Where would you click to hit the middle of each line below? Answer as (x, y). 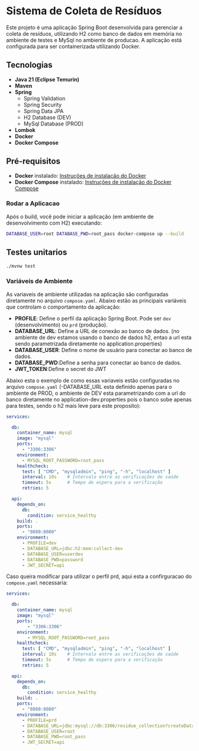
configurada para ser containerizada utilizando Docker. (73, 46)
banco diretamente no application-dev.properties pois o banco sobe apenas (99, 399)
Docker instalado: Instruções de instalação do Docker (80, 175)
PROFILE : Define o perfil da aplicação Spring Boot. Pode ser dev (93, 318)
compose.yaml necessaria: (37, 583)
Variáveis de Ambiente (39, 281)
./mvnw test (21, 266)
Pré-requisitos (33, 161)
